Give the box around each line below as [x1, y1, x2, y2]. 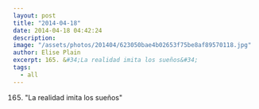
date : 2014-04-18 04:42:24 [13, 26, 102, 34]
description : [13, 33, 56, 42]
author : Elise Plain [13, 49, 82, 56]
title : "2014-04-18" [13, 19, 82, 27]
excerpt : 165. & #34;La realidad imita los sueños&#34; [13, 56, 199, 64]
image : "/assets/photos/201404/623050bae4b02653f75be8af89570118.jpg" [13, 41, 252, 49]
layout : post [13, 11, 56, 20]
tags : [13, 64, 31, 72]
